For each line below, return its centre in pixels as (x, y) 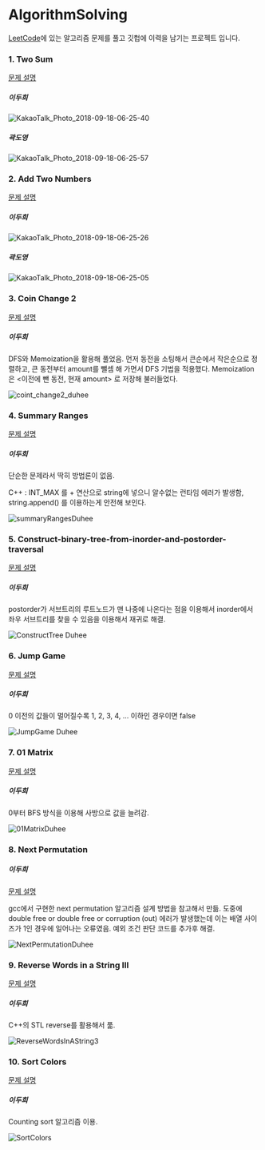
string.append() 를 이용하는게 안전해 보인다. (77, 502)
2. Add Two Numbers (50, 179)
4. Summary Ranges (48, 416)
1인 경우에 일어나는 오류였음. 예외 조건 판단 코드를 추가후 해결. (119, 928)
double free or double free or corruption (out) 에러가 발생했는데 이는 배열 (125, 918)
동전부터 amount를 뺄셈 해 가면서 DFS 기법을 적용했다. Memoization (147, 368)
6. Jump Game (37, 656)
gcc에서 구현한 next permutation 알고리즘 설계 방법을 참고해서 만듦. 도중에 (125, 908)
